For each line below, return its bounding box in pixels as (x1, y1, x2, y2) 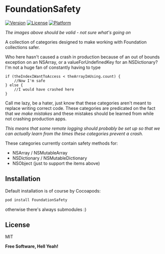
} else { (5, 83, 23, 88)
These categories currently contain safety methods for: (5, 140, 118, 146)
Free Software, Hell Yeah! (5, 244, 58, 250)
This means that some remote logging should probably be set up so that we (5, 125, 160, 131)
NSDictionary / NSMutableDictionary (12, 155, 88, 161)
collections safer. (5, 44, 40, 50)
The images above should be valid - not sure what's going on (5, 29, 131, 35)
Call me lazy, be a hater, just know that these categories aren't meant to (5, 100, 152, 106)
